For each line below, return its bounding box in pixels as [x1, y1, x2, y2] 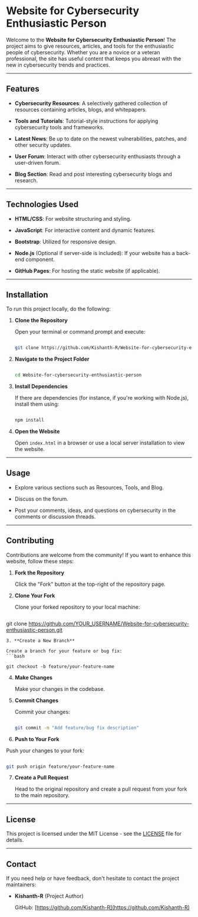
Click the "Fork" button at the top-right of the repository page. [14, 580, 166, 588]
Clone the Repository [14, 317, 68, 324]
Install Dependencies [14, 383, 68, 390]
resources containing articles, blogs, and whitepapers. [14, 106, 147, 113]
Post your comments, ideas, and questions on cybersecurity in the [14, 507, 176, 514]
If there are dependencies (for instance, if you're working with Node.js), [14, 394, 189, 402]
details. [6, 837, 24, 844]
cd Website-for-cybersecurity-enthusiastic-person [14, 372, 142, 378]
